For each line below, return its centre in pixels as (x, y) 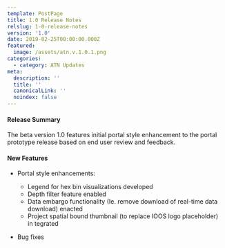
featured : (21, 46)
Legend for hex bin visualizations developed (90, 187)
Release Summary (34, 119)
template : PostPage (35, 14)
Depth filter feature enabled (67, 194)
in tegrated (43, 224)
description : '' (37, 78)
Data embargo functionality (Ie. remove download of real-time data (123, 202)
